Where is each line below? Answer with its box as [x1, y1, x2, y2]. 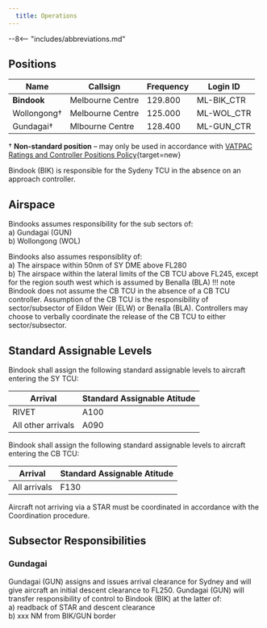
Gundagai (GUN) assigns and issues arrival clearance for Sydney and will [8, 576, 252, 586]
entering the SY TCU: [8, 374, 79, 384]
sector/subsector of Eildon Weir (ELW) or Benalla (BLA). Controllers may [8, 303, 248, 313]
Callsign [88, 81, 121, 93]
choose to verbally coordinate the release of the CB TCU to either [8, 312, 227, 322]
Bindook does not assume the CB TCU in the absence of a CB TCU [8, 286, 231, 296]
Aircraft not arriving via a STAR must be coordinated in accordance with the [8, 502, 260, 512]
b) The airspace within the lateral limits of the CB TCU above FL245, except [8, 269, 259, 279]
